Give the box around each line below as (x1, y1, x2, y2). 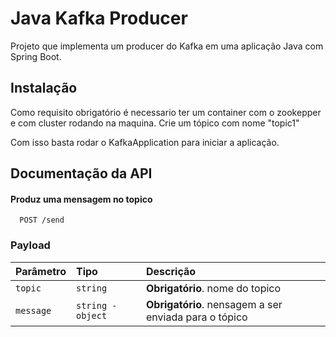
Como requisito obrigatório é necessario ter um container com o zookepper (10, 106, 322, 118)
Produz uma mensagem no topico (10, 193, 153, 205)
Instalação (10, 80, 78, 97)
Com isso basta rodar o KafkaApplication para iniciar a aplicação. (10, 136, 280, 148)
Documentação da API (10, 165, 153, 182)
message (15, 305, 52, 316)
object (75, 310, 108, 321)
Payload (10, 238, 51, 252)
